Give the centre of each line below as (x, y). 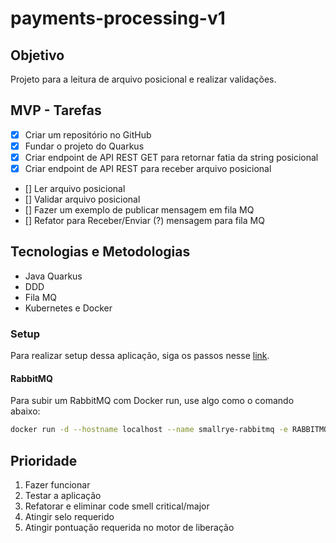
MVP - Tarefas (56, 110)
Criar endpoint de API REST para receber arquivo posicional (148, 168)
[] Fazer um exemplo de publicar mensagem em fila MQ (139, 210)
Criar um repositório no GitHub (88, 134)
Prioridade (44, 460)
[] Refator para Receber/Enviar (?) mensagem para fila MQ (144, 221)
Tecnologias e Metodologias (100, 252)
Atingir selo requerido (69, 517)
